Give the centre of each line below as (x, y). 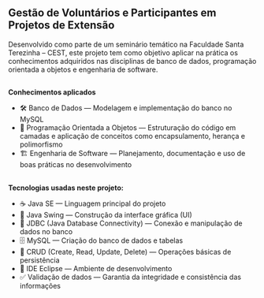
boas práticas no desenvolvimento (76, 165)
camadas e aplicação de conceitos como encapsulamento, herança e (132, 136)
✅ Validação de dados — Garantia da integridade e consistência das (130, 277)
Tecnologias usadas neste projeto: (66, 188)
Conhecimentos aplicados (52, 92)
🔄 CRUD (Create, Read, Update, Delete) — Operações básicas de (125, 251)
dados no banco (46, 231)
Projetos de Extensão (61, 26)
